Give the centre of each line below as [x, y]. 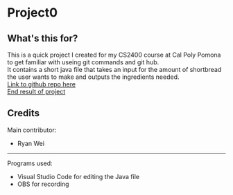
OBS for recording [43, 184]
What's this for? [43, 38]
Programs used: [30, 163]
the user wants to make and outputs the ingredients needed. [93, 77]
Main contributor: [32, 130]
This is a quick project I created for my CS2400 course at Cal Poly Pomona [114, 55]
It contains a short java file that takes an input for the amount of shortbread [114, 69]
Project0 [32, 13]
